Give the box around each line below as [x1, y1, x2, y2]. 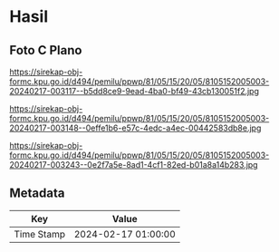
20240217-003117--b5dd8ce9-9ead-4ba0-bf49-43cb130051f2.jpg [9, 86, 260, 96]
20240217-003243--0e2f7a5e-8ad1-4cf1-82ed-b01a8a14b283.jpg [9, 160, 258, 170]
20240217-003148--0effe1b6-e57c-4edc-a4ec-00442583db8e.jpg [9, 122, 262, 133]
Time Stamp [14, 228, 66, 240]
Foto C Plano [9, 43, 82, 58]
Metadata [9, 186, 65, 201]
